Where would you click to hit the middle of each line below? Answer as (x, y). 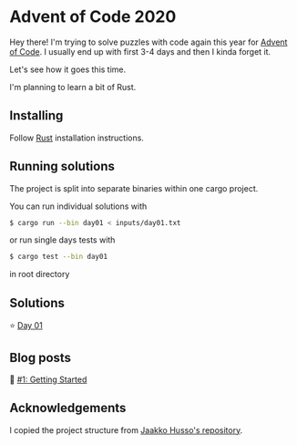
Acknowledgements (68, 408)
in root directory (40, 274)
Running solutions (62, 166)
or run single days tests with (62, 240)
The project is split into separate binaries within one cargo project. (134, 188)
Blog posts (40, 357)
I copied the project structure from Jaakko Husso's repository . (126, 429)
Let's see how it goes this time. (68, 69)
